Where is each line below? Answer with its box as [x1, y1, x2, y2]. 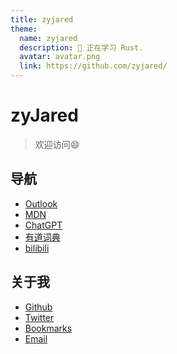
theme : [10, 24, 38, 34]
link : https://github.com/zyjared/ [19, 61, 168, 71]
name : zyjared [19, 33, 78, 43]
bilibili [24, 242, 50, 254]
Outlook [24, 197, 58, 210]
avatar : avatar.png [19, 52, 101, 62]
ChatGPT [24, 219, 63, 231]
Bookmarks [24, 322, 73, 334]
